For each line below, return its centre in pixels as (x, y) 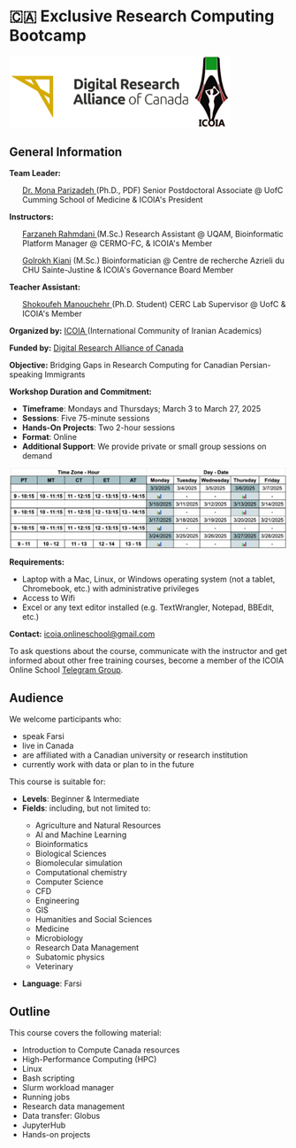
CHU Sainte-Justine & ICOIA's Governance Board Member (128, 270)
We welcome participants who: (65, 720)
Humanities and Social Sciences (94, 920)
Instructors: (32, 217)
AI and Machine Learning (81, 835)
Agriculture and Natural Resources (98, 826)
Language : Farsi (52, 983)
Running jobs (46, 1097)
